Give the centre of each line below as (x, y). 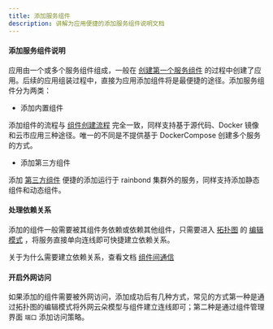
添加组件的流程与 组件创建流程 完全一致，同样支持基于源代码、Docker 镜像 (134, 125)
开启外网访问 (30, 277)
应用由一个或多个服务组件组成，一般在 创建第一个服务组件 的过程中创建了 (131, 70)
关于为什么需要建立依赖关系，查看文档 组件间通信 (91, 257)
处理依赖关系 (30, 210)
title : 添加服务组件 (39, 16)
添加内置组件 (41, 107)
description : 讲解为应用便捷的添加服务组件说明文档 (87, 24)
